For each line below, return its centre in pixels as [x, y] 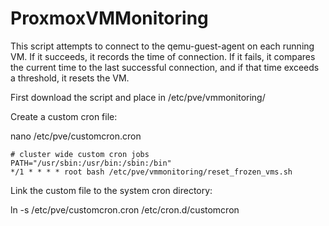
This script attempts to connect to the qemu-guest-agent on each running [162, 46]
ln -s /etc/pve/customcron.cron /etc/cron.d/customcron [125, 209]
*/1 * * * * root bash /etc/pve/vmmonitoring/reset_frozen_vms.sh [151, 172]
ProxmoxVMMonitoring [109, 18]
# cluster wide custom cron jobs [80, 154]
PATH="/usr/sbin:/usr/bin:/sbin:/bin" [91, 163]
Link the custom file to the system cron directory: [111, 190]
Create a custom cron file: [64, 116]
